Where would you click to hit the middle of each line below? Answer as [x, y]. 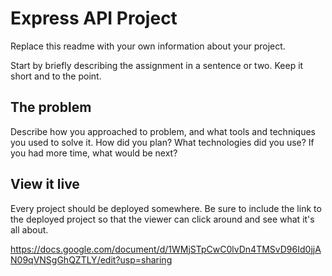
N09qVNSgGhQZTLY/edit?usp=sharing [91, 259]
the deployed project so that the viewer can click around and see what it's [162, 219]
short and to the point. [56, 76]
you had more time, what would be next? [94, 153]
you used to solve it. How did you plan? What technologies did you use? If [162, 142]
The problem [51, 107]
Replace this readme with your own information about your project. [148, 46]
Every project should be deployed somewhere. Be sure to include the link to [166, 208]
